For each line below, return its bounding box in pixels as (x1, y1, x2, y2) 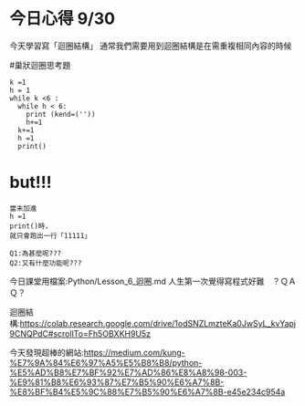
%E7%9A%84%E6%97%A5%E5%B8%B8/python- (9, 357, 203, 368)
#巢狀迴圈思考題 (9, 59, 71, 70)
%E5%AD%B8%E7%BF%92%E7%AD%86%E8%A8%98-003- (9, 367, 247, 378)
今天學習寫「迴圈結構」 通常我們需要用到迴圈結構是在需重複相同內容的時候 (9, 40, 292, 51)
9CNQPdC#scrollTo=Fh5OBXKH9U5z (9, 328, 152, 338)
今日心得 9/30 (9, 8, 116, 29)
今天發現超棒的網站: (9, 347, 85, 358)
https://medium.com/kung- (83, 347, 185, 358)
